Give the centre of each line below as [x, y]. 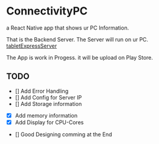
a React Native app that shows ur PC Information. [68, 28]
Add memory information [46, 115]
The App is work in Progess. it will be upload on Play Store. [79, 57]
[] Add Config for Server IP [48, 97]
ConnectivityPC [47, 11]
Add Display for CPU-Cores [49, 122]
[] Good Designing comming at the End [63, 134]
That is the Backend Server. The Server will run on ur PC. [77, 39]
